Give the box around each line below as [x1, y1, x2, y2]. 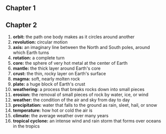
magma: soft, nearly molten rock [12, 76, 80, 82]
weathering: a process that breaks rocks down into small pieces [12, 87, 145, 92]
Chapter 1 [5, 4, 36, 12]
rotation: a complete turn [12, 55, 65, 61]
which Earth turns [12, 49, 49, 56]
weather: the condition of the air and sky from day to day [12, 97, 130, 103]
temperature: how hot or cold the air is [12, 107, 93, 113]
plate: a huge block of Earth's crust [12, 81, 86, 87]
